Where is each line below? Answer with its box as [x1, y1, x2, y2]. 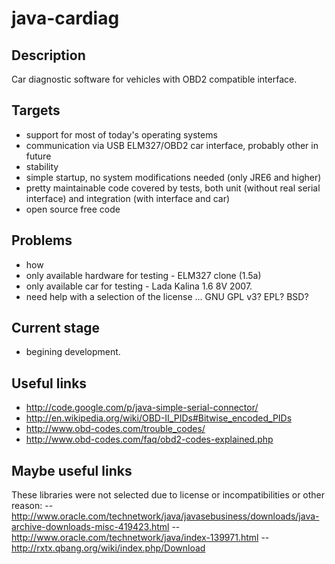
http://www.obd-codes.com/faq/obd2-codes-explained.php [25, 433, 274, 446]
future [25, 150, 52, 162]
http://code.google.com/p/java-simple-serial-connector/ [25, 402, 259, 414]
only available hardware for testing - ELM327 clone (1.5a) [25, 269, 262, 281]
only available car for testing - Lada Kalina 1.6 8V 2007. [25, 280, 253, 292]
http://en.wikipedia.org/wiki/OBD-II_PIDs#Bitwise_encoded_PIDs [25, 412, 293, 424]
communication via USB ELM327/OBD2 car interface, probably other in [25, 139, 319, 151]
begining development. [25, 346, 121, 358]
